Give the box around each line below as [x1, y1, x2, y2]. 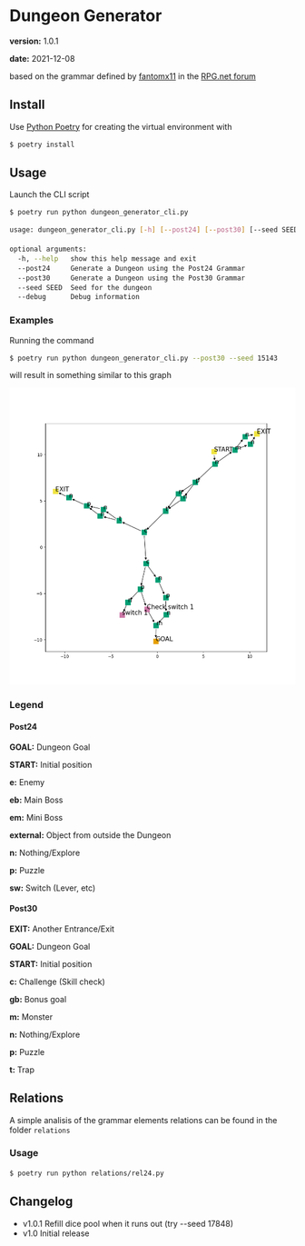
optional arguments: [9, 244, 88, 254]
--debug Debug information [17, 293, 141, 302]
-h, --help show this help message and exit [17, 254, 197, 264]
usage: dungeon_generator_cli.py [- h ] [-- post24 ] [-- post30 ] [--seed [9, 225, 279, 234]
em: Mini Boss [9, 812, 64, 822]
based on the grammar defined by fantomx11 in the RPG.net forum [9, 70, 256, 82]
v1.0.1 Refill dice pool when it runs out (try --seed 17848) [22, 1218, 234, 1229]
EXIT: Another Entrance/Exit [9, 923, 115, 934]
